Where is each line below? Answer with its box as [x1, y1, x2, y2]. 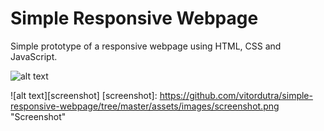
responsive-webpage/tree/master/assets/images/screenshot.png [10, 100, 280, 112]
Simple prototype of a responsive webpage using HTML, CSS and [10, 40, 282, 52]
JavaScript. [10, 50, 58, 62]
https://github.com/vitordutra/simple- [159, 89, 313, 101]
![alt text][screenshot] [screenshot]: [10, 89, 158, 101]
